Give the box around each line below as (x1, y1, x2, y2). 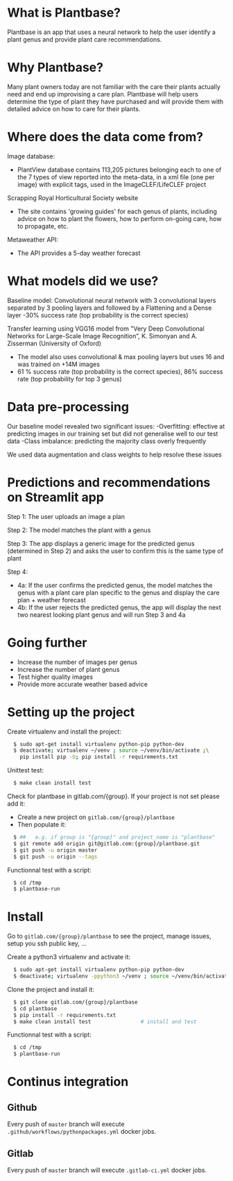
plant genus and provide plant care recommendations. (7, 35, 162, 43)
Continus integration (7, 1074, 129, 1090)
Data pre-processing (7, 399, 130, 415)
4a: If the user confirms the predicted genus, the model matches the (17, 581, 213, 589)
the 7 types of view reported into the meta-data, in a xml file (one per (17, 172, 215, 181)
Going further (7, 634, 87, 650)
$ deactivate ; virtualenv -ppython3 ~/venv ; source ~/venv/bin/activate (13, 973, 231, 980)
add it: (7, 800, 26, 807)
